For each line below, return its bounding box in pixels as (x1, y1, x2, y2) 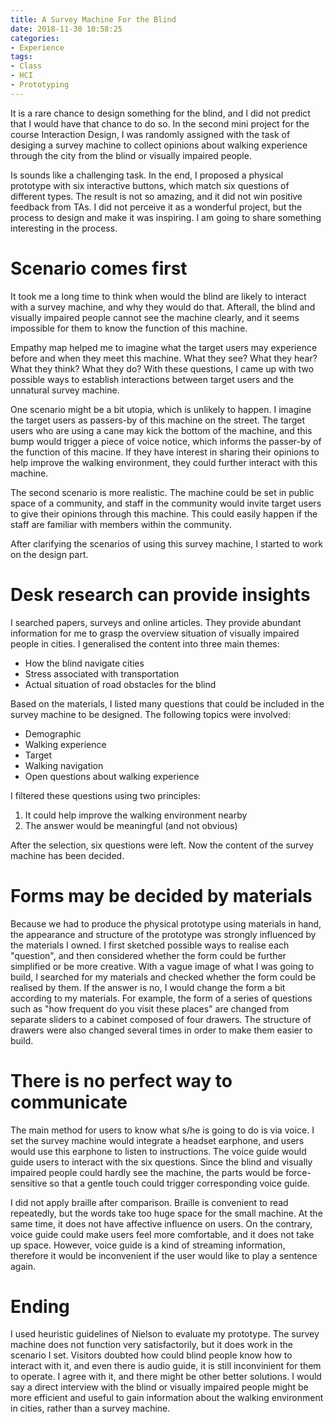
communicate (10, 1091, 128, 1113)
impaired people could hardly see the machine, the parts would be (10, 1166, 284, 1178)
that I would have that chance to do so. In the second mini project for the (10, 117, 310, 130)
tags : (10, 52, 33, 62)
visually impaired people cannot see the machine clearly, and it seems (10, 311, 300, 323)
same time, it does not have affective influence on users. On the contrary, (10, 1217, 313, 1230)
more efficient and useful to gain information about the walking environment (10, 1392, 324, 1404)
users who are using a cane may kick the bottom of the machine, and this (10, 424, 313, 436)
